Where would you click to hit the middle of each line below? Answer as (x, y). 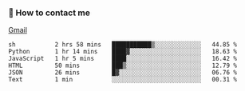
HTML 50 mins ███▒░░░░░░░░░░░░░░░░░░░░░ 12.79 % (123, 66)
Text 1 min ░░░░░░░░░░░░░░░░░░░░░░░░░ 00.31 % (123, 80)
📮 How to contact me (49, 13)
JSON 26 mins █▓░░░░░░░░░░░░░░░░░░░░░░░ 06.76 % (123, 73)
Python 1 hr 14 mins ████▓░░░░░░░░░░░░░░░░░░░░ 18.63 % (123, 52)
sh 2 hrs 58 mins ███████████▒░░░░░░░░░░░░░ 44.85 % (123, 45)
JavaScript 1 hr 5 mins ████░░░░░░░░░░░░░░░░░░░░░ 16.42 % (123, 59)
